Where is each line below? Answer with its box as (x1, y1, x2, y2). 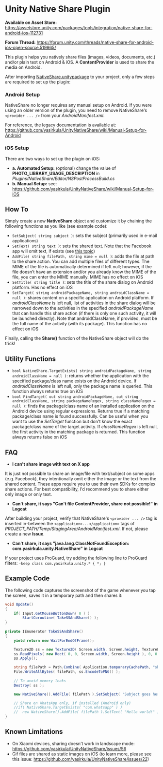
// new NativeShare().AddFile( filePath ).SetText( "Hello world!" (14, 709, 155, 715)
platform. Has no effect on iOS (12, 284, 73, 291)
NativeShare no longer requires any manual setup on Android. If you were (5, 102, 152, 108)
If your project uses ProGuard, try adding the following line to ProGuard (5, 555, 147, 561)
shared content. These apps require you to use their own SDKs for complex (5, 481, 156, 487)
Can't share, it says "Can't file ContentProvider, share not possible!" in (12, 501, 158, 507)
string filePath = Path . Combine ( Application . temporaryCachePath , (14, 665, 151, 670)
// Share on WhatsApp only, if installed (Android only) (14, 701, 131, 706)
